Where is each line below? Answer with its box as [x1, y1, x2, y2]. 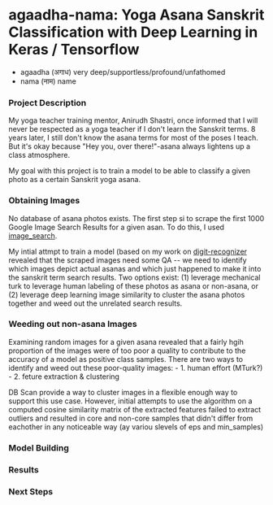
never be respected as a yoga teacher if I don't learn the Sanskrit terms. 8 [8, 124, 256, 134]
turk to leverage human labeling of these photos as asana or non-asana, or [8, 281, 258, 290]
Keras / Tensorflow [8, 41, 140, 59]
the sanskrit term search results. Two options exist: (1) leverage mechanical [8, 272, 261, 282]
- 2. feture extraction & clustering [8, 372, 120, 381]
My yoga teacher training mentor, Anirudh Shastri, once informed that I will [8, 115, 258, 125]
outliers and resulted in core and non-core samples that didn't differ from [8, 413, 253, 423]
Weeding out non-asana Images [8, 319, 137, 330]
